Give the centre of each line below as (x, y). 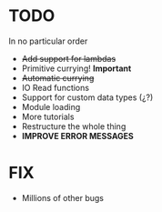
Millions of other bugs (62, 197)
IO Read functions (56, 87)
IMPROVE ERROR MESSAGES (77, 136)
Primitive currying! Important (76, 68)
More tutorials (48, 116)
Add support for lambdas (69, 58)
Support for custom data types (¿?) (87, 97)
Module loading (51, 106)
